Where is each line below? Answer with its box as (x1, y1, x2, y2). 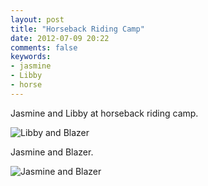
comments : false (10, 42, 78, 53)
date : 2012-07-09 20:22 (10, 33, 110, 43)
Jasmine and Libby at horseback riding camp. (10, 107, 199, 119)
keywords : (10, 52, 52, 62)
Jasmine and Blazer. (10, 146, 94, 158)
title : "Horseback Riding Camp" (10, 24, 145, 34)
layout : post (10, 14, 65, 25)
